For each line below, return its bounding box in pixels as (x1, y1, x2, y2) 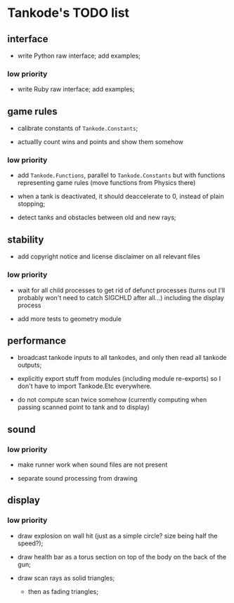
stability (7, 233, 44, 245)
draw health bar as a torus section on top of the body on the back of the (17, 552, 227, 561)
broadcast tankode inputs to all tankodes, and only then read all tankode (17, 354, 227, 362)
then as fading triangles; (27, 587, 98, 595)
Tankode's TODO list (7, 5, 130, 21)
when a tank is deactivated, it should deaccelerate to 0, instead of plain (17, 192, 224, 201)
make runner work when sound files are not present (17, 460, 168, 469)
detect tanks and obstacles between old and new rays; (17, 213, 177, 222)
